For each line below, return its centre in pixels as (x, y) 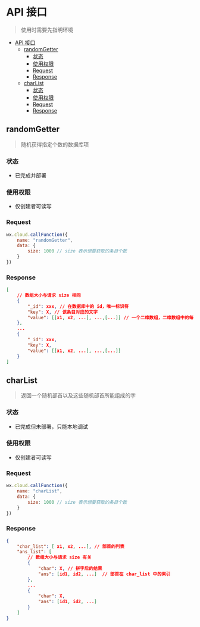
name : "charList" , (40, 491)
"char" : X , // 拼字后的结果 (70, 569)
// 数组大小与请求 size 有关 (60, 557)
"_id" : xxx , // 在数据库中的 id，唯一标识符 (78, 306)
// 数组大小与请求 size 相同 (49, 295)
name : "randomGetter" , (45, 240)
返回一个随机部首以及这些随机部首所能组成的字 (78, 395)
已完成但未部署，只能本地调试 (51, 426)
